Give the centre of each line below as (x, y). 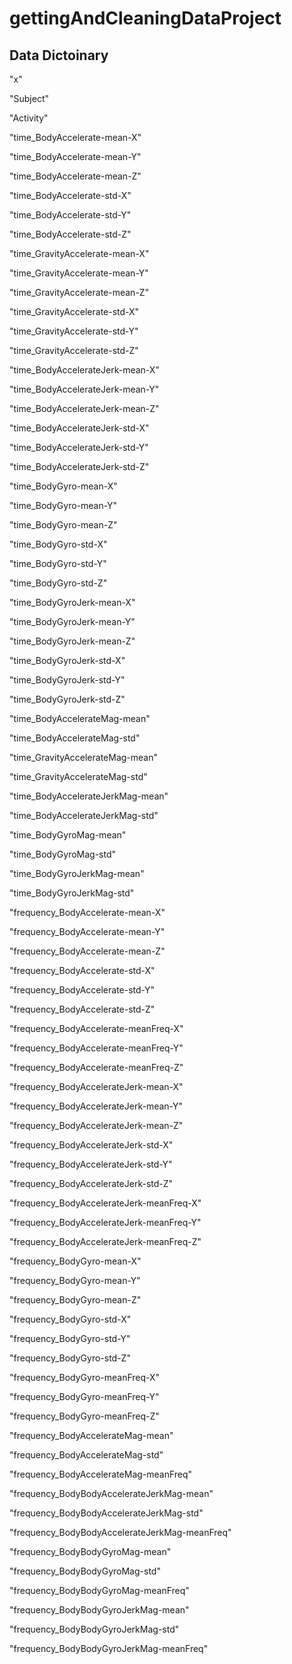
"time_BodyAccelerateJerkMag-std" (84, 815)
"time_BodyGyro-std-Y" (58, 563)
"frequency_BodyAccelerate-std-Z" (82, 1009)
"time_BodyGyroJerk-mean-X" (72, 602)
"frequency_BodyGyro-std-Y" (70, 1338)
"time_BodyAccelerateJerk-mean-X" (84, 370)
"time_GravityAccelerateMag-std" (78, 776)
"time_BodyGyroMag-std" (63, 854)
